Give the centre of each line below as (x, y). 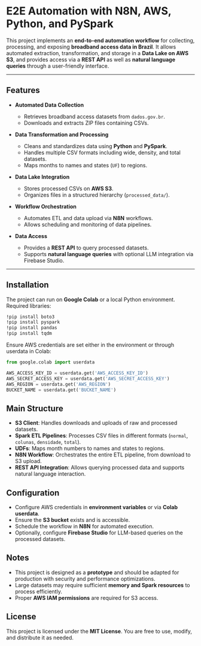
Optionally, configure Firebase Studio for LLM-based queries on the (99, 533)
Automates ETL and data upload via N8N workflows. (89, 218)
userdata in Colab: (29, 351)
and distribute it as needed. (40, 638)
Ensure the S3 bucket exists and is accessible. (72, 520)
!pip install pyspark (33, 322)
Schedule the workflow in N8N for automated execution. (84, 527)
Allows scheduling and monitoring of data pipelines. (88, 224)
